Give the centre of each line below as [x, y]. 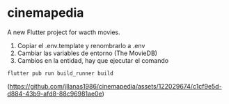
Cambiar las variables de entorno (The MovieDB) [87, 53]
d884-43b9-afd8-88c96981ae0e [55, 94]
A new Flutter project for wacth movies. [64, 32]
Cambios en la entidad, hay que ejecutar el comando [93, 60]
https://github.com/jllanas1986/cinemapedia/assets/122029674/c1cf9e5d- [116, 86]
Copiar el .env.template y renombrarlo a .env [81, 45]
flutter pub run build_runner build [60, 73]
